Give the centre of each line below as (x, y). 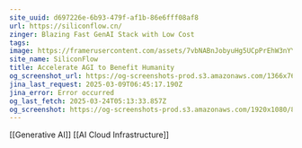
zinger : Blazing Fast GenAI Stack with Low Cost (102, 34)
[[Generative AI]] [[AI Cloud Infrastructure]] (89, 135)
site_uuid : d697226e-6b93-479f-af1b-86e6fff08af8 (104, 17)
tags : (19, 43)
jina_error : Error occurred (62, 92)
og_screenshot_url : (46, 76)
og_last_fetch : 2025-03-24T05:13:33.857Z (88, 101)
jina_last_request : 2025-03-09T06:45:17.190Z (96, 84)
